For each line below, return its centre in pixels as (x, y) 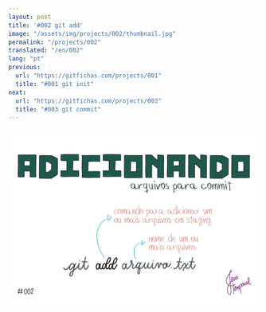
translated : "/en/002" (46, 51)
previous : (25, 68)
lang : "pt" (26, 59)
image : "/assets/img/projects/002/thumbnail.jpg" (92, 33)
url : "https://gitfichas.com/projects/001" (88, 76)
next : (17, 92)
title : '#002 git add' (46, 25)
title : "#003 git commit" (59, 109)
